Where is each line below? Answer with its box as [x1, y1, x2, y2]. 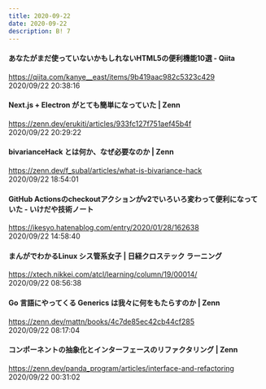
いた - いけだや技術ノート [8, 204, 94, 214]
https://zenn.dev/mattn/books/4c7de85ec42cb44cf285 [8, 317, 195, 326]
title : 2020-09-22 [8, 11, 71, 20]
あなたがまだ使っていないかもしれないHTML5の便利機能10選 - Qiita [8, 53, 236, 63]
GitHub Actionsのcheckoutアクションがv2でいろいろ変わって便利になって [8, 194, 259, 203]
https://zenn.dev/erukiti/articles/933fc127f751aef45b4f [8, 119, 192, 129]
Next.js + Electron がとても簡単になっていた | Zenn [8, 100, 181, 110]
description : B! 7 [8, 27, 71, 35]
